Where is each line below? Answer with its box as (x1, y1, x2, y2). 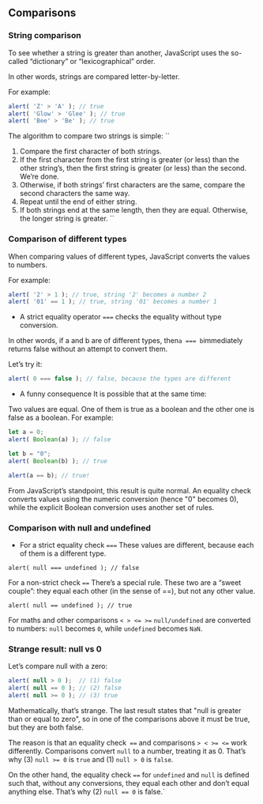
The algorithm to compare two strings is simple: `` (8, 131, 170, 141)
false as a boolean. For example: (8, 413, 114, 422)
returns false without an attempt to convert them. (8, 344, 168, 354)
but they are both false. (8, 723, 85, 732)
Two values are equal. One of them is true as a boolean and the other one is (8, 405, 255, 414)
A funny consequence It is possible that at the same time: (19, 389, 207, 398)
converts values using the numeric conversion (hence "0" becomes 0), (8, 494, 239, 504)
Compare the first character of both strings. (19, 146, 162, 157)
